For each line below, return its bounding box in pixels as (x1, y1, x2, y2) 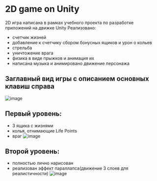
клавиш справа (5, 82, 55, 91)
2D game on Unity (5, 3, 79, 15)
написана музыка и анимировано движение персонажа (12, 60, 130, 66)
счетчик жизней (12, 34, 47, 40)
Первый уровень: (5, 109, 62, 118)
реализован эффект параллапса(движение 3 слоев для (12, 165, 129, 171)
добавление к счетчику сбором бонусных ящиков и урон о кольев (12, 39, 152, 45)
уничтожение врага (12, 50, 53, 56)
